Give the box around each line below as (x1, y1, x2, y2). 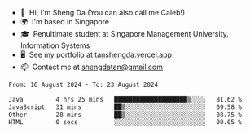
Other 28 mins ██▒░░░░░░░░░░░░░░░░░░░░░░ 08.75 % (8, 110, 243, 119)
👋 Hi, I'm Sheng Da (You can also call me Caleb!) (20, 8, 186, 17)
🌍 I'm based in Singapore (20, 17, 110, 26)
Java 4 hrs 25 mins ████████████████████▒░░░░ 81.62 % (8, 95, 243, 103)
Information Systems (20, 41, 90, 50)
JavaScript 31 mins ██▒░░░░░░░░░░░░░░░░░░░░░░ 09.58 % (8, 102, 243, 111)
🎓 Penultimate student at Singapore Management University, (20, 29, 230, 38)
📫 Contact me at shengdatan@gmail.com (20, 62, 164, 71)
